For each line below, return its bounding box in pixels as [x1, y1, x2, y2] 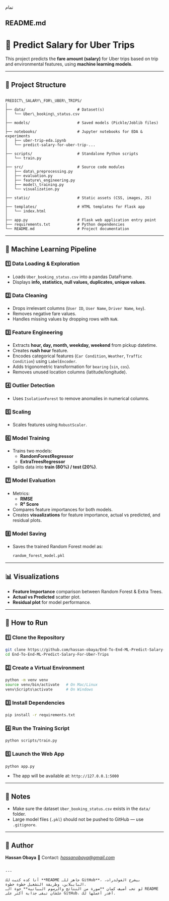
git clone [5, 647, 26, 653]
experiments [5, 134, 30, 139]
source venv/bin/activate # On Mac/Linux [5, 682, 98, 687]
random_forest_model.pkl [12, 553, 65, 558]
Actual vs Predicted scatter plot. [12, 594, 81, 600]
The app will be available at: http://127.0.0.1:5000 [12, 773, 119, 779]
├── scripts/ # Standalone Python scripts [5, 151, 138, 156]
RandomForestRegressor [20, 453, 74, 459]
